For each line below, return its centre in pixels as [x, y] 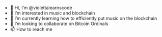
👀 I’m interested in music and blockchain [52, 13]
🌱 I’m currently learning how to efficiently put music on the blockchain [84, 18]
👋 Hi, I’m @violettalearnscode [41, 8]
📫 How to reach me [31, 29]
